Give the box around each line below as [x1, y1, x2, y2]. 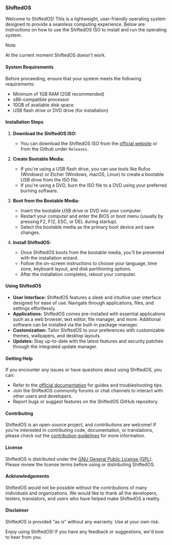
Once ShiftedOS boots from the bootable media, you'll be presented [20, 249, 164, 256]
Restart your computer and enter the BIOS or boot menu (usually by [20, 213, 163, 219]
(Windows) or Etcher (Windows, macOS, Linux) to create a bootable [20, 171, 164, 177]
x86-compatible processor [12, 96, 70, 102]
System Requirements [5, 64, 54, 70]
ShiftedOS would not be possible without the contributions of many [5, 484, 147, 491]
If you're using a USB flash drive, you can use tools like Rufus [20, 166, 150, 172]
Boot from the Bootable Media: [12, 197, 80, 204]
